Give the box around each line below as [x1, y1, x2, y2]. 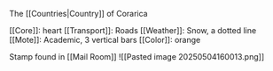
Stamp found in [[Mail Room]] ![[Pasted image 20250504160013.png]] [9, 52, 264, 61]
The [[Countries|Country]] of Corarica [9, 9, 148, 18]
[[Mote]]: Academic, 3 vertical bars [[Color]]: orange [9, 35, 201, 45]
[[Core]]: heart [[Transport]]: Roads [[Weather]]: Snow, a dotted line [9, 25, 257, 35]
